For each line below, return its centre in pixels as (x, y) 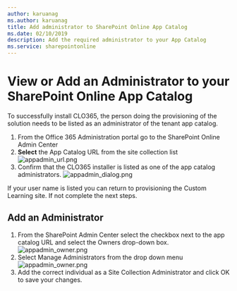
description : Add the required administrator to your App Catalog (107, 40)
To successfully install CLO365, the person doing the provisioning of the (112, 116)
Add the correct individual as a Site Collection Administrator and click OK (123, 272)
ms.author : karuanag (38, 20)
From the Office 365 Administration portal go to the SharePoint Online (119, 137)
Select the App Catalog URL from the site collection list (98, 151)
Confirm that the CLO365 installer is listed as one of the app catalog (116, 167)
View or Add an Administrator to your (119, 81)
